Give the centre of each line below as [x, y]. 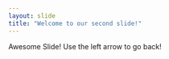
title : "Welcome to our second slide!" [75, 23]
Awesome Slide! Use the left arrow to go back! [85, 46]
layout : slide [32, 16]
